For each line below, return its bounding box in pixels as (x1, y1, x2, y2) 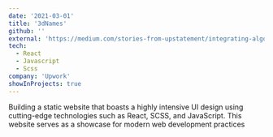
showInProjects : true (8, 79, 82, 88)
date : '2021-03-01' (8, 11, 75, 20)
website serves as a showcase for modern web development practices (8, 119, 245, 129)
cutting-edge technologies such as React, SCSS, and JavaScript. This (8, 110, 242, 120)
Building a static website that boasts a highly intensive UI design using (8, 102, 244, 112)
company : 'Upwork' (8, 72, 71, 80)
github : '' (8, 27, 45, 35)
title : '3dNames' (8, 19, 67, 28)
